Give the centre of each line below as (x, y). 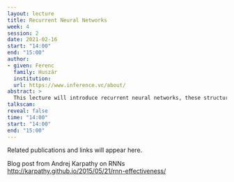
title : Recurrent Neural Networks (57, 20)
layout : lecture (31, 14)
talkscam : (22, 105)
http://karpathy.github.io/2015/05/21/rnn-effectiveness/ (87, 171)
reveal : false (28, 111)
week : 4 (18, 26)
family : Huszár (36, 72)
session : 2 (23, 33)
